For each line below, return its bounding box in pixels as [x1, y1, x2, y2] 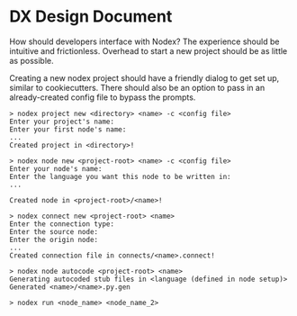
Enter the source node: [9, 227, 99, 236]
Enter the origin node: [9, 235, 99, 244]
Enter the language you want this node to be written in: [9, 172, 231, 181]
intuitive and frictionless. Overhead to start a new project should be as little [9, 45, 288, 56]
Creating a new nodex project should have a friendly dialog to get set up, [9, 72, 280, 83]
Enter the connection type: [9, 219, 115, 229]
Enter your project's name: [9, 117, 115, 126]
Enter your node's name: [9, 164, 103, 173]
